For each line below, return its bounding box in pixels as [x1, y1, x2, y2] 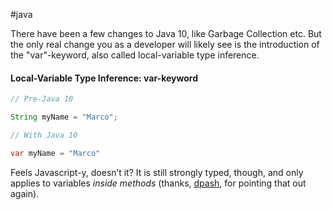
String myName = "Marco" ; [10, 112, 118, 123]
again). [10, 187, 40, 199]
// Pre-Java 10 [10, 94, 74, 104]
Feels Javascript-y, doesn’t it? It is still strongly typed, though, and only [10, 166, 304, 178]
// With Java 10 [10, 130, 78, 140]
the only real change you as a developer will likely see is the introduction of [10, 39, 320, 50]
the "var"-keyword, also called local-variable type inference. [10, 49, 260, 61]
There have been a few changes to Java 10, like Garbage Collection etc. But [10, 28, 322, 39]
